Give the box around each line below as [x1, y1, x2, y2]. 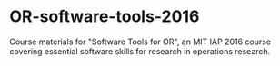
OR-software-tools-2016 [9, 6, 200, 27]
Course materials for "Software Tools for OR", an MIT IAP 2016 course [9, 36, 271, 47]
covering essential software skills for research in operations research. [9, 45, 271, 56]
